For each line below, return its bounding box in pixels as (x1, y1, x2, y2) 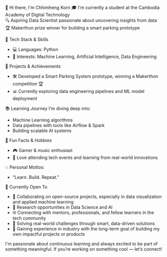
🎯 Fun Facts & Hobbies (5, 137, 52, 143)
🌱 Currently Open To (5, 184, 47, 189)
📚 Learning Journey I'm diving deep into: (5, 105, 91, 111)
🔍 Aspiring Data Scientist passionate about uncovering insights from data (5, 17, 157, 23)
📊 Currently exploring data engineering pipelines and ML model (12, 88, 145, 94)
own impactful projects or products (12, 231, 85, 237)
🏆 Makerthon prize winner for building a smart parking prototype (5, 25, 140, 30)
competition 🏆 (12, 81, 43, 86)
